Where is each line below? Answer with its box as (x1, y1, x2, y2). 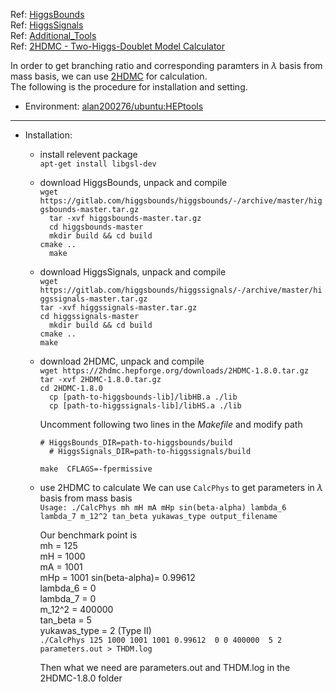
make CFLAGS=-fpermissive (39, 464, 153, 474)
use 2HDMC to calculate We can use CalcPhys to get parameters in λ (39, 482, 323, 493)
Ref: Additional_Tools (10, 30, 97, 41)
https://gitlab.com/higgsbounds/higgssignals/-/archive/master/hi (39, 285, 323, 295)
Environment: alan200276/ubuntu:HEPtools (24, 100, 204, 112)
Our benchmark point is (39, 529, 138, 541)
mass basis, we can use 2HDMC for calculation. (10, 70, 208, 82)
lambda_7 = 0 (39, 593, 97, 604)
